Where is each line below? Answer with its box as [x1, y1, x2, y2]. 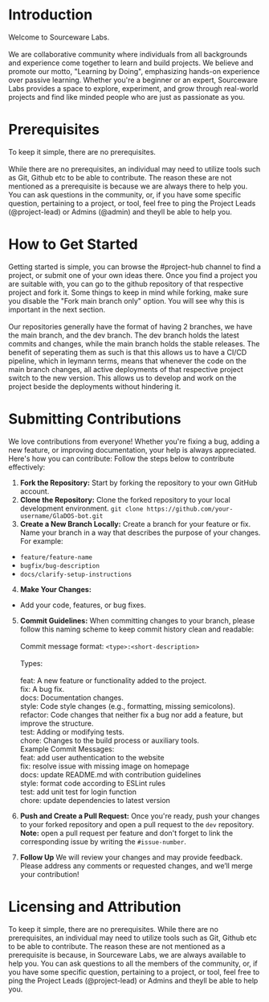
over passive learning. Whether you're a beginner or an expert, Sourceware [8, 75, 259, 85]
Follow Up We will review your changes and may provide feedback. [19, 852, 243, 862]
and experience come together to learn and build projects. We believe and [8, 58, 254, 68]
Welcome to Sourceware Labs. [8, 32, 110, 42]
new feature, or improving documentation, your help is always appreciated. [8, 445, 257, 454]
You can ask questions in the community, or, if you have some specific [8, 189, 242, 199]
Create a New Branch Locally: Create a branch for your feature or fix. [19, 519, 251, 528]
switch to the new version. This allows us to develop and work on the [8, 373, 237, 383]
